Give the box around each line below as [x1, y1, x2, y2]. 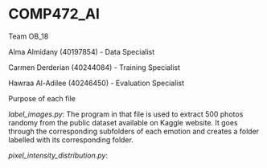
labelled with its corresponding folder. [8, 134, 134, 145]
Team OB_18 [8, 31, 49, 41]
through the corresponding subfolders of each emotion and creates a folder [8, 126, 260, 136]
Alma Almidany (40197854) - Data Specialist [8, 47, 155, 56]
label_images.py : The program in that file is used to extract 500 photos [8, 109, 244, 119]
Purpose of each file [8, 93, 76, 103]
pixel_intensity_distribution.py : [8, 150, 109, 160]
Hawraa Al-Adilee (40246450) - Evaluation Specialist [8, 78, 185, 88]
